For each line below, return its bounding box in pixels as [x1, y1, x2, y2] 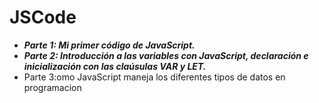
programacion [23, 81, 82, 93]
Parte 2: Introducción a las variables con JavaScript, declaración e [23, 49, 309, 61]
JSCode [9, 6, 77, 29]
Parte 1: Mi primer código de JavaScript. [23, 39, 196, 51]
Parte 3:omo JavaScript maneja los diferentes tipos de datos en [23, 71, 286, 83]
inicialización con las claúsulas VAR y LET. [23, 60, 207, 72]
